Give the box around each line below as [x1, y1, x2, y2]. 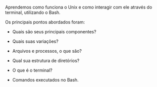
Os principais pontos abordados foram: [5, 19, 85, 25]
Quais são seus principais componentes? [12, 29, 97, 34]
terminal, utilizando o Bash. [5, 9, 61, 15]
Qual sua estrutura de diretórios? [12, 58, 80, 64]
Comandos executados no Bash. [12, 77, 79, 83]
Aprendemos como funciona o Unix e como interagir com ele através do [5, 4, 153, 10]
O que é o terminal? [12, 67, 53, 73]
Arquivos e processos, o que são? [12, 48, 82, 54]
